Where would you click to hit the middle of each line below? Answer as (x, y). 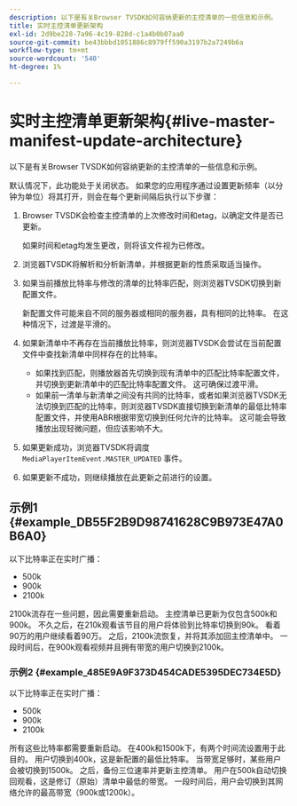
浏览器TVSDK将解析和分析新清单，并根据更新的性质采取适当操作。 (144, 264)
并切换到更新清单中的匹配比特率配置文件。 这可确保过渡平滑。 (149, 383)
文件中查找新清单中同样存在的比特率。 (92, 354)
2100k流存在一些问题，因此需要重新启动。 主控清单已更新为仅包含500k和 (143, 613)
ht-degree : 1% (35, 67)
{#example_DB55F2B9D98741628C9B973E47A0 (146, 522)
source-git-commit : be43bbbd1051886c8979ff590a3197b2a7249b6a (126, 42)
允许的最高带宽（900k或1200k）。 (78, 792)
